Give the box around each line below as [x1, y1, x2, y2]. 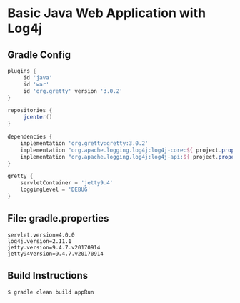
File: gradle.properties [7, 212, 109, 224]
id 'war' [23, 81, 50, 88]
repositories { [7, 107, 53, 114]
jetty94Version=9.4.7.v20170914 [7, 250, 104, 257]
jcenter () [23, 114, 53, 121]
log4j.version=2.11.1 [7, 237, 72, 244]
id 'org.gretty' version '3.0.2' [23, 87, 123, 94]
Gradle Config [7, 49, 71, 61]
